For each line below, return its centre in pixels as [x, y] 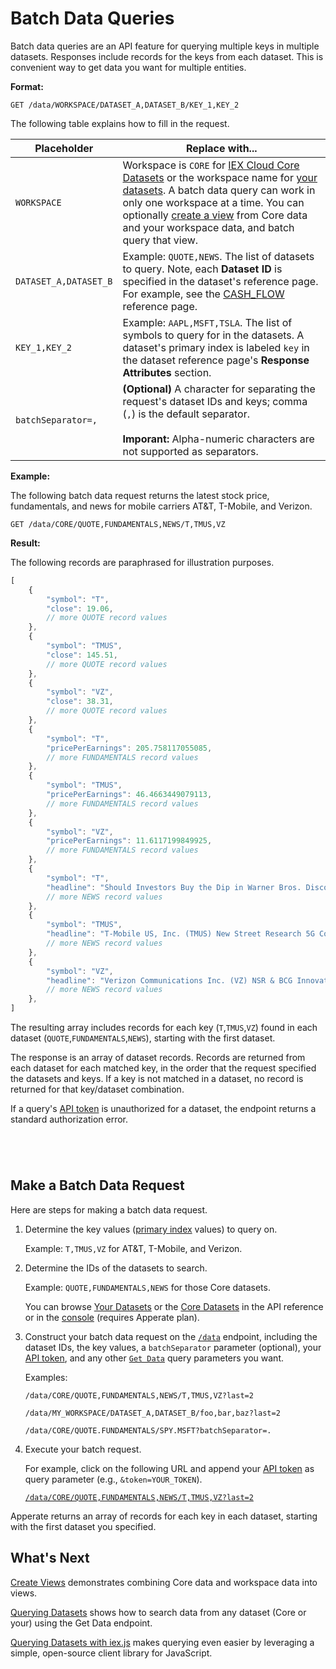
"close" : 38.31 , [80, 702]
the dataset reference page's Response [216, 360]
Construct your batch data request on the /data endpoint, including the [171, 1336]
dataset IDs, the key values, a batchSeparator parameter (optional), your [173, 1347]
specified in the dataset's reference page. [220, 281]
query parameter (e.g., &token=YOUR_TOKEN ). [113, 1479]
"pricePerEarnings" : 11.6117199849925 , [129, 841]
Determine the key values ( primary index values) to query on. [151, 1229]
